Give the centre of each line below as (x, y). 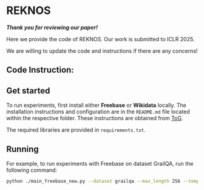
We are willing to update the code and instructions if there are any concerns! (102, 51)
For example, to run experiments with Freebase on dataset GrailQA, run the (100, 163)
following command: (32, 170)
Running (23, 149)
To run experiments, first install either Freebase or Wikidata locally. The (96, 105)
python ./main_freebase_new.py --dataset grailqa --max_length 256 (93, 181)
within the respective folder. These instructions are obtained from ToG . (95, 118)
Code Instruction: (40, 70)
